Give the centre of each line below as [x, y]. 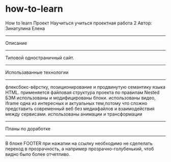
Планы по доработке [28, 128]
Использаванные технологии [37, 72]
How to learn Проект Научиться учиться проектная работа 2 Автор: [79, 23]
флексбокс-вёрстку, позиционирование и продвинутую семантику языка [85, 87]
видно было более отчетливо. [38, 154]
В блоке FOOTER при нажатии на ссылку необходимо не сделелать [79, 143]
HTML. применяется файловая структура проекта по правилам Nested [82, 92]
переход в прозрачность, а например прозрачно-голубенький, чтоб [80, 149]
